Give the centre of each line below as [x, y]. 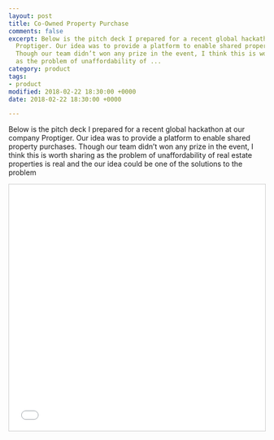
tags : [17, 76]
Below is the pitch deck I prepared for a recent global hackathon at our [127, 129]
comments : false [36, 31]
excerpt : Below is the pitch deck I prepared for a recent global [123, 39]
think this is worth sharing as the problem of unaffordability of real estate [130, 155]
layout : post [30, 16]
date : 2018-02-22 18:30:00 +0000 [65, 99]
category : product [39, 69]
